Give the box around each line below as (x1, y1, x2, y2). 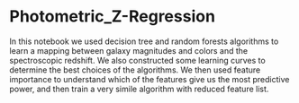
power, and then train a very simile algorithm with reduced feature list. (9, 83, 269, 94)
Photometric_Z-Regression (9, 6, 216, 27)
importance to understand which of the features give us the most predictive (9, 73, 290, 84)
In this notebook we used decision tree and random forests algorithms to (9, 36, 279, 47)
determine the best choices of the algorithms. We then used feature (9, 64, 261, 75)
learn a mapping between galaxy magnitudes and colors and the (9, 45, 249, 56)
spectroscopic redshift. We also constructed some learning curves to (9, 55, 266, 65)
